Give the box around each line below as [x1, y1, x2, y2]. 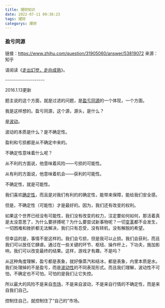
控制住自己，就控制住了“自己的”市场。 [5, 298, 82, 304]
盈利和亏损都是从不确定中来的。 [5, 139, 70, 145]
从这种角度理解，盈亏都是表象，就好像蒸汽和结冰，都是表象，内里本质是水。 [5, 258, 160, 264]
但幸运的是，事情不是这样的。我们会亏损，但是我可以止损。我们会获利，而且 [5, 235, 160, 241]
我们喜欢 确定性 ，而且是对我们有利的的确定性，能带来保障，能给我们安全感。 [5, 192, 160, 198]
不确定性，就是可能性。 [5, 181, 53, 187]
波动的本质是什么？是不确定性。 [5, 129, 70, 135]
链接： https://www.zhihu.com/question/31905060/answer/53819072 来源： [5, 50, 158, 56]
